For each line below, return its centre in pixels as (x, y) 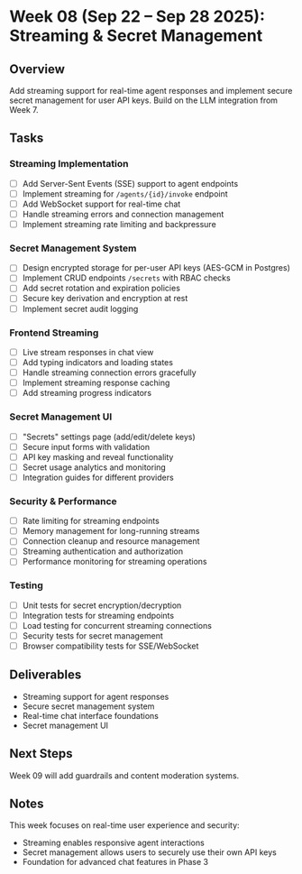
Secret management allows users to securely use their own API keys (149, 852)
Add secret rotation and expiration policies (101, 288)
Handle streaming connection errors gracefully (109, 373)
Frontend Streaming (54, 333)
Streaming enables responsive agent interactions (113, 843)
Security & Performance (63, 501)
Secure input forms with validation (86, 446)
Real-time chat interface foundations (91, 715)
